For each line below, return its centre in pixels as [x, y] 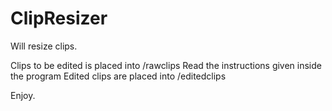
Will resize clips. [44, 46]
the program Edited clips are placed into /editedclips [118, 76]
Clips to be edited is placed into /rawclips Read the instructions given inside [166, 65]
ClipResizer [59, 18]
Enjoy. [23, 95]
